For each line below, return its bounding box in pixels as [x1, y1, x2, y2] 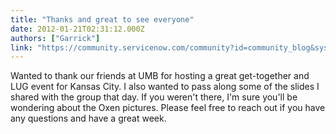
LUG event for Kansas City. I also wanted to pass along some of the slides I [10, 81, 320, 93]
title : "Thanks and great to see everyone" [10, 14, 195, 25]
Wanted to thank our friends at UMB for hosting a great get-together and [10, 70, 310, 82]
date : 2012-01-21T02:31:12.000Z [10, 24, 145, 34]
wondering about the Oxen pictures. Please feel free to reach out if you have [10, 102, 326, 114]
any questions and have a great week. [10, 112, 167, 125]
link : [10, 42, 33, 53]
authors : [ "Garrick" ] [10, 33, 101, 43]
